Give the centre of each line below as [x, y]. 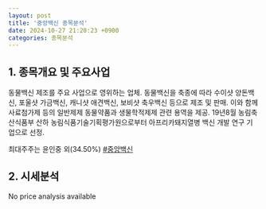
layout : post [30, 15]
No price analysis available [52, 196]
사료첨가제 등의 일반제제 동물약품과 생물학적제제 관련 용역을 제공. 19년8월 [122, 113]
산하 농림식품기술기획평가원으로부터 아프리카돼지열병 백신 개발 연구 [140, 122]
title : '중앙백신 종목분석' [48, 23]
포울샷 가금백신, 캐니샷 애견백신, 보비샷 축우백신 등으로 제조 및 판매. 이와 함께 [139, 103]
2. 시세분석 [34, 177]
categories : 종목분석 [41, 38]
